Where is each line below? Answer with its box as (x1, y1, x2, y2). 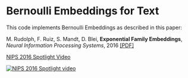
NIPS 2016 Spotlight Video (6, 53, 71, 60)
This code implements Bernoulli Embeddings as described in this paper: (6, 24, 183, 31)
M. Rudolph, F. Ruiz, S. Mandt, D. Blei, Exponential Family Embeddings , (6, 35, 183, 42)
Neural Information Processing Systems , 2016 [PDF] (6, 42, 134, 49)
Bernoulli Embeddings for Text (6, 4, 159, 18)
